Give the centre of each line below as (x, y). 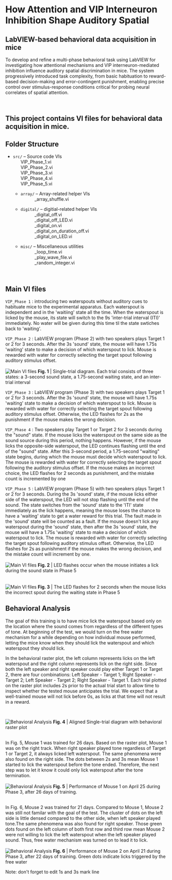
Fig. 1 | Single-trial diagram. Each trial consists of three (95, 372)
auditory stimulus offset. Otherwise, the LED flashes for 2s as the (74, 414)
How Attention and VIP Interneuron (81, 10)
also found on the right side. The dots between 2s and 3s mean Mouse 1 (82, 759)
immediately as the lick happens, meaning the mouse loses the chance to (83, 510)
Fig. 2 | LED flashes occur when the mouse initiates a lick (98, 565)
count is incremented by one (35, 479)
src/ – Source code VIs (37, 157)
